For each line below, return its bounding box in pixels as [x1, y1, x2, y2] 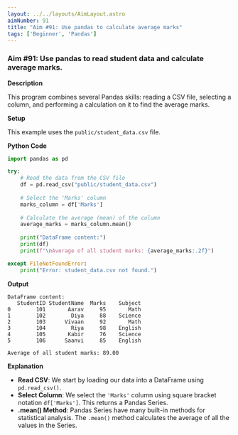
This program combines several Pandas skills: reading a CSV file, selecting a [7, 92, 232, 101]
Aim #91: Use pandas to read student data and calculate [7, 54, 205, 64]
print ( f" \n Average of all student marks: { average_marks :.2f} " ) [20, 247, 215, 254]
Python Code [7, 141, 48, 150]
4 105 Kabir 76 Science [7, 331, 141, 338]
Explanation [7, 362, 44, 370]
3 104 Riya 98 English [7, 324, 141, 331]
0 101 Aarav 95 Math [7, 306, 141, 313]
